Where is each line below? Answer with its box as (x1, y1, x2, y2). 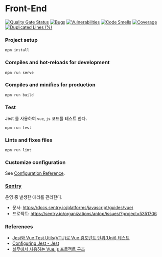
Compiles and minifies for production (5, 81, 95, 88)
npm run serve (5, 70, 34, 75)
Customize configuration (5, 159, 66, 166)
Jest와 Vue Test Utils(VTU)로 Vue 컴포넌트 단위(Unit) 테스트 (12, 235, 130, 241)
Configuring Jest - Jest (12, 240, 60, 246)
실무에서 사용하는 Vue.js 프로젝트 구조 (12, 246, 85, 252)
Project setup (5, 36, 38, 43)
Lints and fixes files (5, 137, 53, 143)
